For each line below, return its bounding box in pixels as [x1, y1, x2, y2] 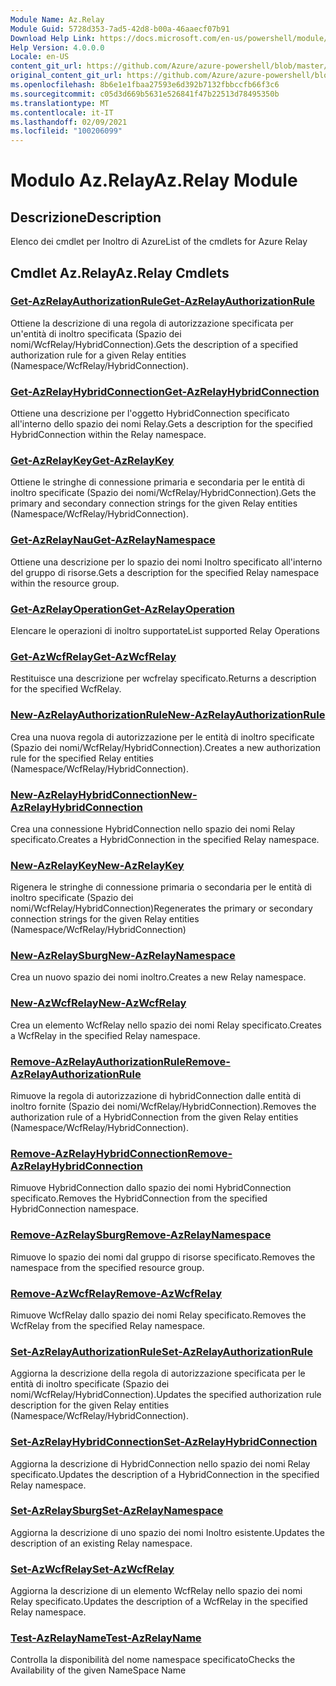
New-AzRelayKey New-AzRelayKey [10, 858, 185, 872]
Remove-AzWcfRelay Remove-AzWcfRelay [10, 1286, 223, 1300]
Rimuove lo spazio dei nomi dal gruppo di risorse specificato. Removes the [10, 1251, 316, 1263]
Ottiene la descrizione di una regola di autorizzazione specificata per [10, 317, 294, 329]
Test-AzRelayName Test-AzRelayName [10, 1631, 202, 1645]
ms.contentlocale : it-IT [10, 107, 114, 118]
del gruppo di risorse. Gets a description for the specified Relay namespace [10, 566, 320, 578]
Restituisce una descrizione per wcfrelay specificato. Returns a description [10, 672, 317, 685]
